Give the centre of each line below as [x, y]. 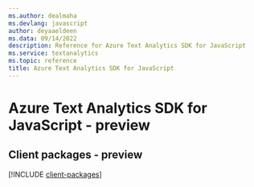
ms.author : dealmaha [43, 16]
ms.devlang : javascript [48, 23]
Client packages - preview [76, 155]
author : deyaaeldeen [43, 31]
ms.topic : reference [43, 61]
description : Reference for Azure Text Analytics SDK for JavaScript [127, 46]
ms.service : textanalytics [53, 53]
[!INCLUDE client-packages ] [55, 174]
